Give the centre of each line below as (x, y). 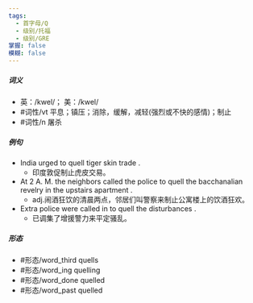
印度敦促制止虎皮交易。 (71, 172)
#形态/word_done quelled (62, 280)
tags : (17, 16)
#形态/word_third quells (59, 259)
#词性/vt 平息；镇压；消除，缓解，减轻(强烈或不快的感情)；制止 (126, 112)
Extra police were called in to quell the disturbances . (108, 208)
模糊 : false (27, 53)
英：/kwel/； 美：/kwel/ (59, 102)
